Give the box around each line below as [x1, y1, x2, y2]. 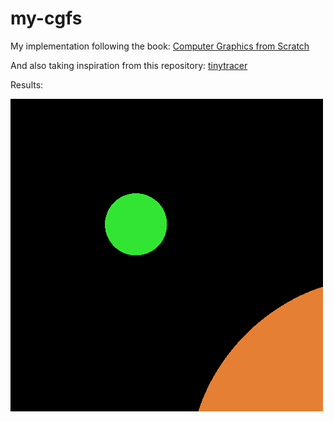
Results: [10, 78, 44, 91]
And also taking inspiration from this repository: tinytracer [10, 59, 248, 71]
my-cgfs [10, 7, 83, 30]
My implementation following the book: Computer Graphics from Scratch [10, 40, 310, 52]
